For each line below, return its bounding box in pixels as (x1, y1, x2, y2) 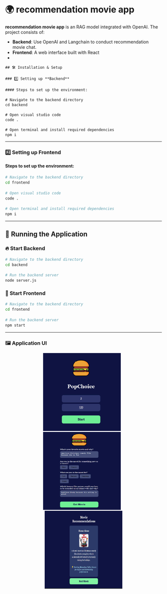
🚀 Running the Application (5, 230, 88, 238)
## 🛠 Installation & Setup (5, 65, 63, 70)
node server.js (5, 278, 37, 283)
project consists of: (5, 29, 45, 35)
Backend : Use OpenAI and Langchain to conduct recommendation (12, 38, 149, 45)
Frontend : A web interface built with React (12, 49, 99, 55)
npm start (5, 323, 26, 328)
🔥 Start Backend (5, 245, 46, 252)
